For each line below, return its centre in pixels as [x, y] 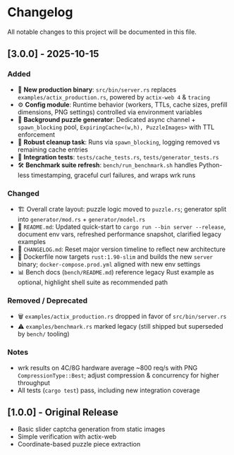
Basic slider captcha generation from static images [91, 429]
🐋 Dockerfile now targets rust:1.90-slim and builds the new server [115, 256]
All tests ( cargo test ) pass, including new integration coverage [109, 390]
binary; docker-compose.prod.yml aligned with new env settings [109, 264]
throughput [34, 382]
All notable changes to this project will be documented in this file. [102, 32]
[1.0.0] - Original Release [63, 412]
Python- [210, 165]
